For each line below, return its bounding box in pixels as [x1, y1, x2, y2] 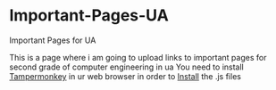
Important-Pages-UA [9, 5, 170, 26]
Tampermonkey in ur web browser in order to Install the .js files [9, 70, 241, 81]
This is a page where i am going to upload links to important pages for [9, 52, 267, 62]
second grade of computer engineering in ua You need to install [9, 61, 244, 72]
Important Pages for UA [9, 35, 96, 45]
